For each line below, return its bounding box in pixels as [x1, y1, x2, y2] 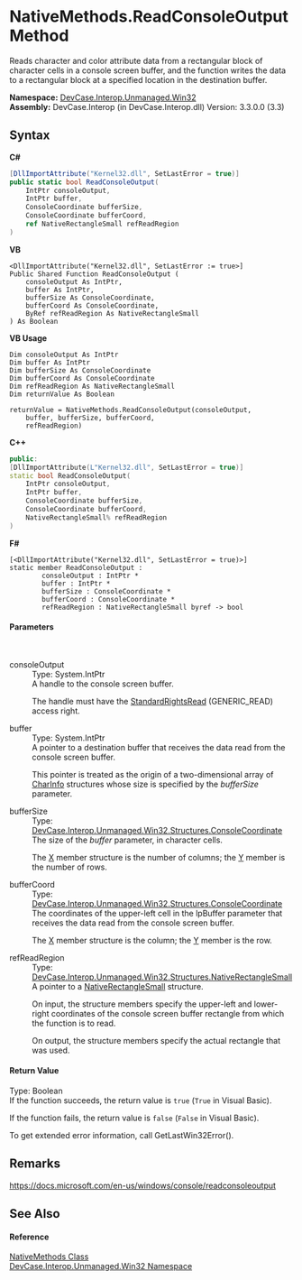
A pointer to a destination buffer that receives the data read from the [32, 741, 286, 752]
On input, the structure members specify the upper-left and [32, 999, 252, 1009]
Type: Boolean [9, 1085, 63, 1097]
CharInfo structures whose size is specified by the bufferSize [32, 778, 260, 789]
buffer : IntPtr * [41, 579, 111, 588]
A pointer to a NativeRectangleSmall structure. [32, 981, 205, 991]
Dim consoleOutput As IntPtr [9, 350, 119, 359]
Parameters [9, 622, 54, 632]
